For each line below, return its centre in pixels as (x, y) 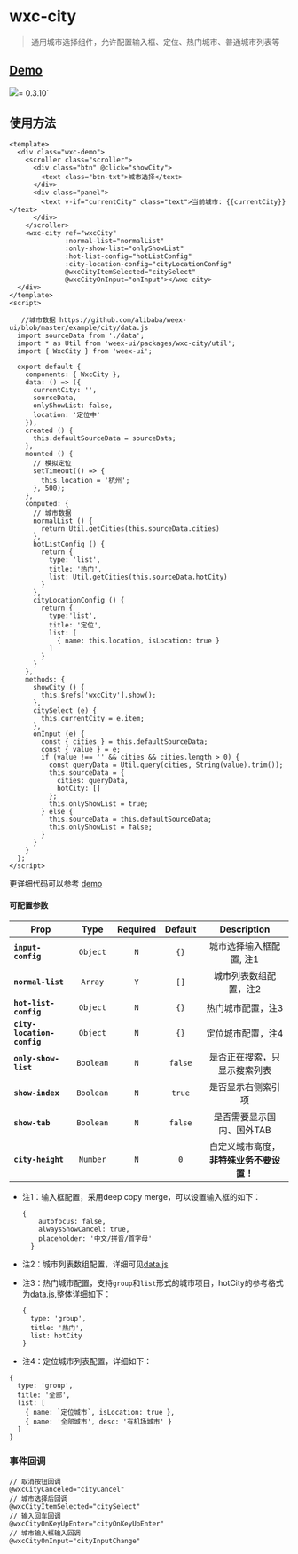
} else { (57, 811)
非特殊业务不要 (240, 1160)
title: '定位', (75, 625)
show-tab (32, 1123)
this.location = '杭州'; (86, 480)
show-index (36, 1093)
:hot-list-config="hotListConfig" (129, 256)
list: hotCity (56, 1336)
